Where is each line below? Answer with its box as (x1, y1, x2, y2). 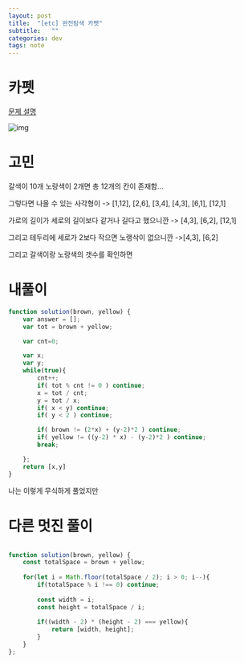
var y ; (22, 359, 45, 368)
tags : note (8, 42, 45, 50)
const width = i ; (37, 596, 95, 604)
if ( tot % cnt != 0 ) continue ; (37, 381, 146, 389)
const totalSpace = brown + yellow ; (22, 559, 146, 567)
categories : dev (8, 34, 63, 43)
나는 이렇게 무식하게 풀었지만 (8, 486, 99, 495)
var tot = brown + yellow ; (22, 323, 113, 331)
